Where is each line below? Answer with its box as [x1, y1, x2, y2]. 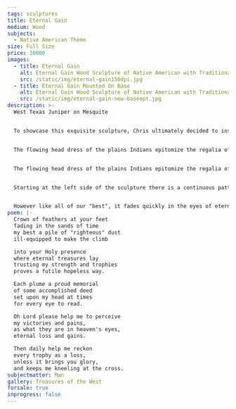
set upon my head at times [13, 294, 93, 301]
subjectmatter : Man [7, 371, 65, 379]
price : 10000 [7, 50, 46, 57]
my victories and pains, [13, 320, 86, 327]
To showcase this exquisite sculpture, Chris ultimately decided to [13, 127, 218, 134]
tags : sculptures [7, 10, 58, 18]
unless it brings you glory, [13, 358, 99, 365]
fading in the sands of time [13, 222, 99, 229]
